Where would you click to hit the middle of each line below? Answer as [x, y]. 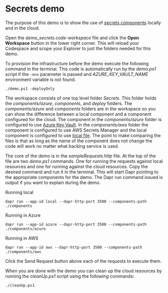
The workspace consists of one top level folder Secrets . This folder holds [81, 98]
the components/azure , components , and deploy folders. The [69, 103]
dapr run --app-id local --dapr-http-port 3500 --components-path [76, 202]
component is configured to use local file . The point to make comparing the [83, 135]
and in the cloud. [23, 28]
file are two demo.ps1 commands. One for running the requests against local [84, 161]
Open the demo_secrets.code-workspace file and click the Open [72, 38]
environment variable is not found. [41, 79]
